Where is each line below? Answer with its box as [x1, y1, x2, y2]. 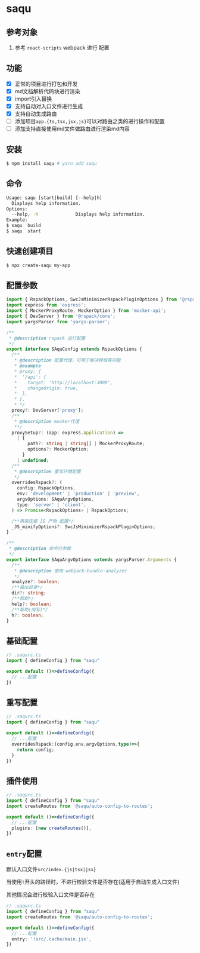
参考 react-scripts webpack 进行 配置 [14, 44, 110, 51]
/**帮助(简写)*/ [11, 606, 49, 612]
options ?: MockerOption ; [27, 446, 89, 452]
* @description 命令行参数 [8, 546, 71, 551]
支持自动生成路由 [14, 110, 57, 118]
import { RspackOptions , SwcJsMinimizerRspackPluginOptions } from [6, 296, 177, 303]
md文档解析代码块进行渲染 [14, 87, 80, 94]
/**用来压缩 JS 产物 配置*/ [11, 518, 74, 524]
